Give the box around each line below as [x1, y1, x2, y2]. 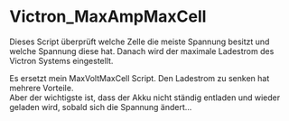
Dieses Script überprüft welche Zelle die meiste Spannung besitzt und [9, 36, 270, 47]
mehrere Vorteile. [9, 82, 74, 93]
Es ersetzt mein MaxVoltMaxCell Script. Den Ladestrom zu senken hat [9, 72, 270, 83]
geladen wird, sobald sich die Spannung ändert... [9, 101, 192, 112]
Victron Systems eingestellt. [9, 55, 114, 66]
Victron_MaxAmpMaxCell [9, 6, 207, 27]
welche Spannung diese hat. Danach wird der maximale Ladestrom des [9, 45, 275, 56]
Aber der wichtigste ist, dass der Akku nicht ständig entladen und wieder [9, 92, 281, 103]
